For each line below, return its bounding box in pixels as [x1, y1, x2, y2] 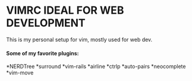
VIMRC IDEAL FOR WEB [6, 4, 124, 17]
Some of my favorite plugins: [6, 49, 79, 57]
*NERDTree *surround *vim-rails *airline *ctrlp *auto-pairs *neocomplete [6, 63, 186, 70]
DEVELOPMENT [6, 16, 86, 30]
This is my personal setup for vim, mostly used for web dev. [6, 36, 153, 43]
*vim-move [6, 69, 34, 76]
